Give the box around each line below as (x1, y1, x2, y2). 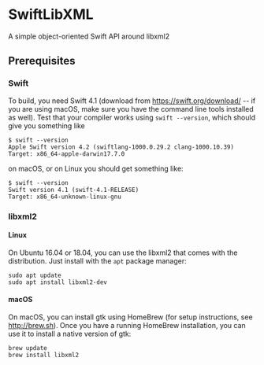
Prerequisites (8, 54, 76, 68)
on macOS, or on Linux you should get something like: (8, 164, 184, 173)
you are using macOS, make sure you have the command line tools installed (8, 104, 254, 113)
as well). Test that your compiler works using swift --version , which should (8, 112, 256, 122)
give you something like (8, 120, 85, 131)
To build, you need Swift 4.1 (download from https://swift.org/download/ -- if (8, 96, 256, 105)
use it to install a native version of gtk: (8, 329, 132, 338)
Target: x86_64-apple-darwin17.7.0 (8, 149, 125, 158)
